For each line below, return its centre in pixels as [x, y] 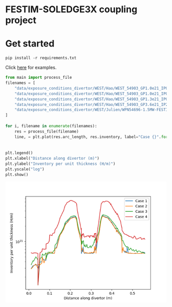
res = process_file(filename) [47, 131]
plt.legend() [19, 153]
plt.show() [17, 174]
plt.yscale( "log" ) [25, 169]
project [21, 20]
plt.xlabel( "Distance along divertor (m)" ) [52, 159]
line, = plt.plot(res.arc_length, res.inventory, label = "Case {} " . [88, 137]
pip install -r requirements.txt [41, 58]
